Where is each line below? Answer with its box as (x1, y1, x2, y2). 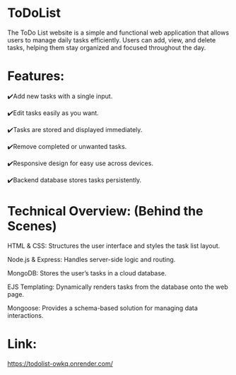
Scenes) (7, 218, 57, 234)
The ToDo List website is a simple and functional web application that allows (7, 28, 230, 37)
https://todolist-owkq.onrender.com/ (7, 359, 113, 368)
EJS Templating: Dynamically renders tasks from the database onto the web (7, 282, 228, 291)
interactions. (7, 311, 44, 319)
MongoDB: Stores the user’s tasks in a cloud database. (7, 268, 167, 277)
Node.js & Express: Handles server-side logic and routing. (7, 255, 176, 263)
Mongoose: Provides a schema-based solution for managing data (7, 304, 198, 312)
